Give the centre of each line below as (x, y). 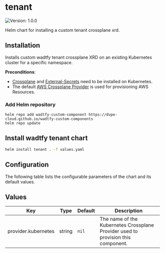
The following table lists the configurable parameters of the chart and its (78, 176)
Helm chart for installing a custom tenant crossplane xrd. (62, 30)
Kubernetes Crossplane (127, 225)
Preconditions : (20, 72)
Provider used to (119, 231)
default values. (20, 182)
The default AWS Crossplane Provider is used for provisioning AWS (80, 87)
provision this (115, 237)
